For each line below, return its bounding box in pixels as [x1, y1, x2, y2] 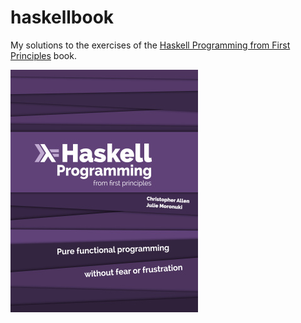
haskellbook [10, 6, 115, 29]
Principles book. [10, 49, 77, 61]
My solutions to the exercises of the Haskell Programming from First [10, 39, 291, 51]
